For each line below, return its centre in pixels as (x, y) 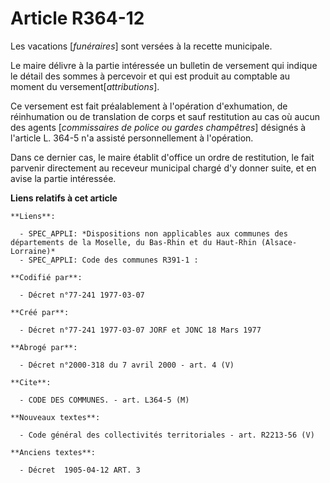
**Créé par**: (40, 312)
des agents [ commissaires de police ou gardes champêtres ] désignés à (158, 127)
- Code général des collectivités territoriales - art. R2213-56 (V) (167, 435)
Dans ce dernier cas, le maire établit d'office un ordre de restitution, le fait (162, 157)
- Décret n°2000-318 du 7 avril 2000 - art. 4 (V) (127, 365)
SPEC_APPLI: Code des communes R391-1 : (113, 260)
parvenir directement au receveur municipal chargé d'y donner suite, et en (163, 168)
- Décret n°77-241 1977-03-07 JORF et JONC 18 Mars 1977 (140, 330)
